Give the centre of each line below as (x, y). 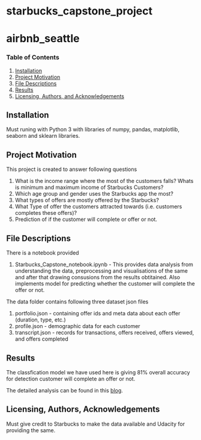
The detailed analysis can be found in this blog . (64, 390)
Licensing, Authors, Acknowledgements (83, 410)
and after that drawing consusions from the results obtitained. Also (97, 277)
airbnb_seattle (43, 39)
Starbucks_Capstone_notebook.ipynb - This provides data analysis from (104, 265)
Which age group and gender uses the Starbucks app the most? (94, 194)
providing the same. (31, 430)
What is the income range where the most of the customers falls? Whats (104, 181)
